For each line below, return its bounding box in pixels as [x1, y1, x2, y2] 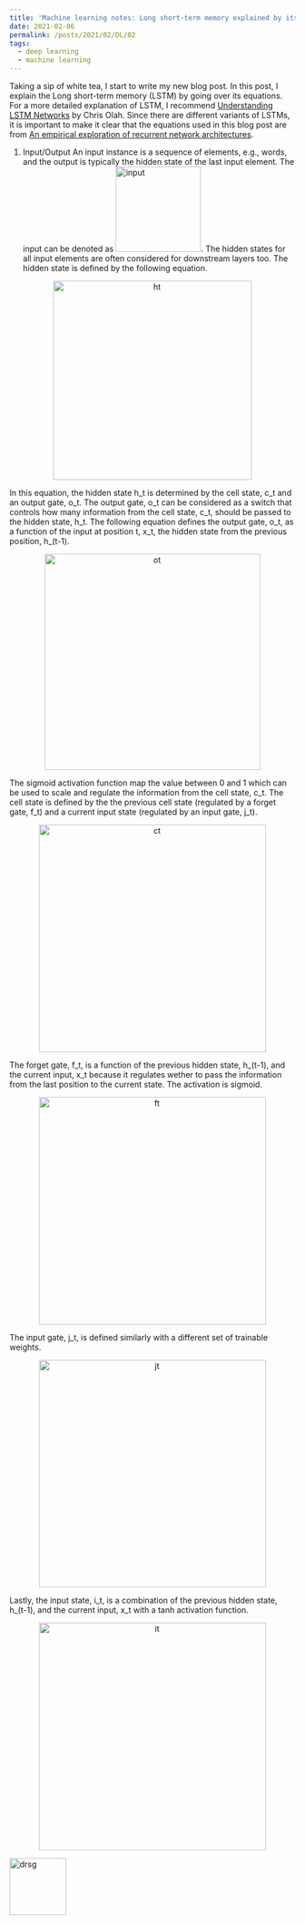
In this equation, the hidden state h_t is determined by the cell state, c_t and [9, 488, 292, 498]
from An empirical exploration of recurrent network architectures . [9, 129, 254, 139]
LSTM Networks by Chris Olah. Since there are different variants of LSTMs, [9, 110, 290, 120]
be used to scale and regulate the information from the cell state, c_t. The [9, 787, 284, 797]
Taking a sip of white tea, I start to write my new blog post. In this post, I [9, 81, 279, 91]
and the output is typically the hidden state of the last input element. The [22, 157, 295, 167]
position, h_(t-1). [9, 536, 70, 546]
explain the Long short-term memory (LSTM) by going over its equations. [9, 90, 283, 101]
